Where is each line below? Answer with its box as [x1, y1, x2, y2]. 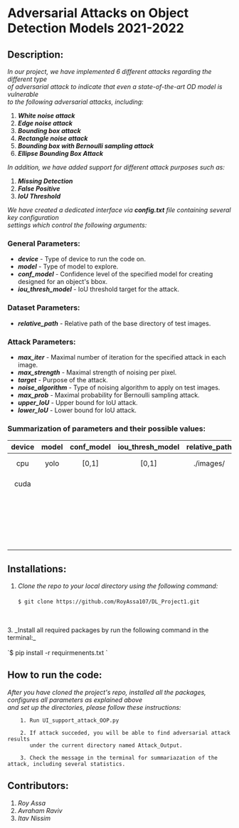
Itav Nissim [17, 814, 51, 822]
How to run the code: [7, 669, 102, 681]
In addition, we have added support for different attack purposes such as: [7, 163, 225, 172]
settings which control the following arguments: [7, 221, 147, 229]
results [7, 735, 31, 743]
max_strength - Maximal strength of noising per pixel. [17, 368, 177, 377]
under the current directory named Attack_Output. [29, 742, 183, 749]
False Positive [17, 184, 60, 193]
